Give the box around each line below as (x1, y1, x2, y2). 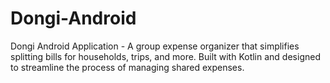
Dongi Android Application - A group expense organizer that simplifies (10, 40, 300, 52)
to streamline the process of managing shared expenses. (10, 61, 245, 73)
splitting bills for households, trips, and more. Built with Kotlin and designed (10, 50, 321, 62)
